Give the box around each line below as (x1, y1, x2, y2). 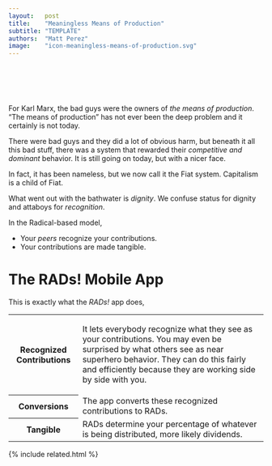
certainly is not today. (8, 121, 81, 130)
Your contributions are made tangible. (19, 242, 147, 252)
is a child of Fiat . (8, 178, 63, 188)
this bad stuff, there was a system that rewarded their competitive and (8, 145, 243, 155)
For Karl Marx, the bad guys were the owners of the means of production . (8, 104, 255, 113)
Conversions (18, 401, 69, 412)
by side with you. (82, 374, 147, 385)
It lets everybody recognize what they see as (82, 324, 253, 334)
